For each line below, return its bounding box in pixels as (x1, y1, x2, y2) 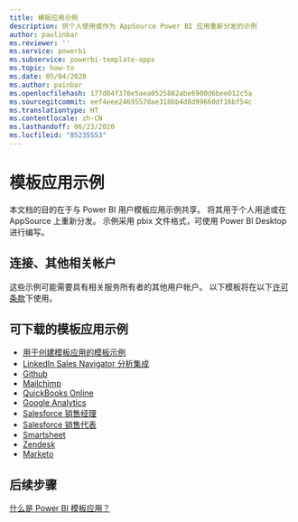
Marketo (22, 449, 54, 460)
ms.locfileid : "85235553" (9, 131, 107, 140)
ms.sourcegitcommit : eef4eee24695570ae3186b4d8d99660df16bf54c (9, 97, 253, 107)
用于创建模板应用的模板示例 (22, 347, 126, 358)
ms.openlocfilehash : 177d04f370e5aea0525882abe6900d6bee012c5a (9, 89, 253, 98)
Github (22, 368, 48, 379)
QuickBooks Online (22, 387, 95, 398)
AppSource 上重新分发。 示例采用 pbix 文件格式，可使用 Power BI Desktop (9, 215, 287, 226)
